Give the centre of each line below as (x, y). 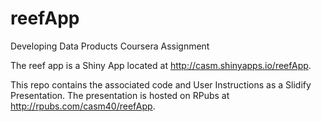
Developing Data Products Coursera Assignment (110, 46)
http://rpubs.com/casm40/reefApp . (83, 106)
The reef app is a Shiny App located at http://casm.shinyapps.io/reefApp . (161, 65)
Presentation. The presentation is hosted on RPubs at (120, 95)
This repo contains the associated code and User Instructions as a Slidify (161, 84)
